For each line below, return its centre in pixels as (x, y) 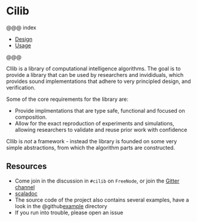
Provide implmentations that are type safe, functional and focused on (100, 110)
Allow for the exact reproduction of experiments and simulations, (94, 123)
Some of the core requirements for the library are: (67, 99)
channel (25, 187)
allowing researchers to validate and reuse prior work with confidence (101, 129)
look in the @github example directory (61, 206)
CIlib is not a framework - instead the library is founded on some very (92, 141)
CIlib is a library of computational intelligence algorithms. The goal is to (93, 68)
